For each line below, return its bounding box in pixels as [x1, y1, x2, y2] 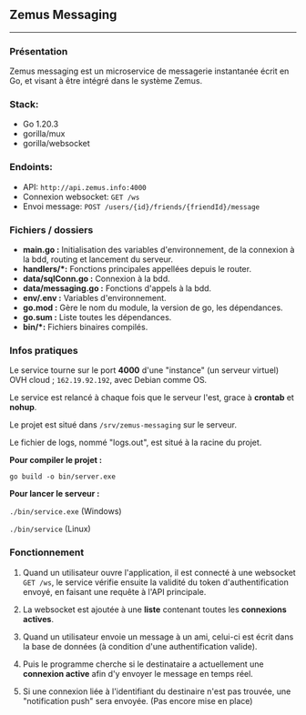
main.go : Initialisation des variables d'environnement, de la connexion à [22, 245, 295, 255]
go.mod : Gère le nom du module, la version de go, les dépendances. [22, 302, 284, 313]
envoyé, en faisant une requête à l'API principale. [22, 586, 207, 597]
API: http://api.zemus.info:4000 [22, 181, 148, 192]
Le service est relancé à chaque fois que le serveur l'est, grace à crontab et [9, 392, 294, 403]
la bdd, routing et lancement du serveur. [22, 254, 174, 265]
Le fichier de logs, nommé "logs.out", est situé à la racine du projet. [9, 437, 262, 448]
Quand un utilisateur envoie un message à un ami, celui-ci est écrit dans [22, 631, 294, 642]
